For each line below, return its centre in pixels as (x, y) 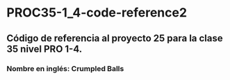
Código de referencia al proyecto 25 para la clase (115, 38)
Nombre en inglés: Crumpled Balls (65, 68)
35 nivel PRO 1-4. (44, 49)
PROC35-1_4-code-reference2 (97, 13)
